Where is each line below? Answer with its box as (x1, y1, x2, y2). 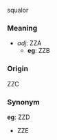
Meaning (7, 23, 38, 33)
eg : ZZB (27, 47, 50, 55)
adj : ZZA (16, 39, 42, 47)
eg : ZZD (7, 113, 30, 121)
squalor (7, 6, 29, 14)
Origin (7, 64, 29, 74)
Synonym (7, 97, 40, 107)
